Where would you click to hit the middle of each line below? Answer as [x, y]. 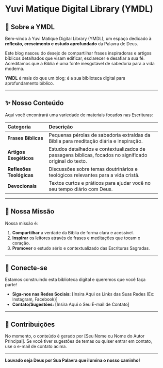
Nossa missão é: [22, 223]
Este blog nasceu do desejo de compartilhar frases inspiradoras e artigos [78, 53]
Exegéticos [21, 158]
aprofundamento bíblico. [30, 83]
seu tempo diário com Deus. [81, 189]
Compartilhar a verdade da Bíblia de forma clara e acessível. [73, 232]
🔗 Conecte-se [26, 268]
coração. [21, 243]
